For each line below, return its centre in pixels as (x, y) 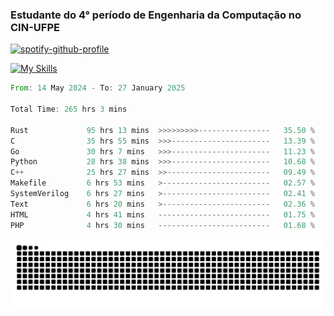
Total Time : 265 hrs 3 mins (69, 109)
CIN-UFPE (35, 27)
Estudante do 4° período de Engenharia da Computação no (156, 15)
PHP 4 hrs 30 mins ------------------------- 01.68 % (162, 225)
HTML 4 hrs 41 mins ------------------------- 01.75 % (162, 214)
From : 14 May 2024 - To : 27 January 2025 (98, 88)
